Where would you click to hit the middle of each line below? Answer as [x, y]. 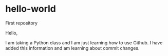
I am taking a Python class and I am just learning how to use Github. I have [84, 43]
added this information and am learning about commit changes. [72, 48]
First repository [21, 23]
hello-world [31, 9]
